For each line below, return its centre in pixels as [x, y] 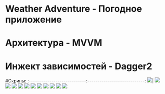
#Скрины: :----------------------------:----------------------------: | [79, 81]
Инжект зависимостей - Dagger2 [79, 66]
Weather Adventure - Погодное [74, 9]
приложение [34, 20]
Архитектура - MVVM [54, 43]
